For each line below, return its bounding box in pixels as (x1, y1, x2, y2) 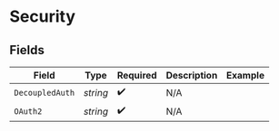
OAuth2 (14, 106, 43, 117)
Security (9, 6, 75, 27)
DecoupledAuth (14, 88, 75, 98)
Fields (9, 42, 45, 58)
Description (165, 70, 218, 81)
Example (225, 70, 265, 81)
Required (116, 70, 157, 81)
